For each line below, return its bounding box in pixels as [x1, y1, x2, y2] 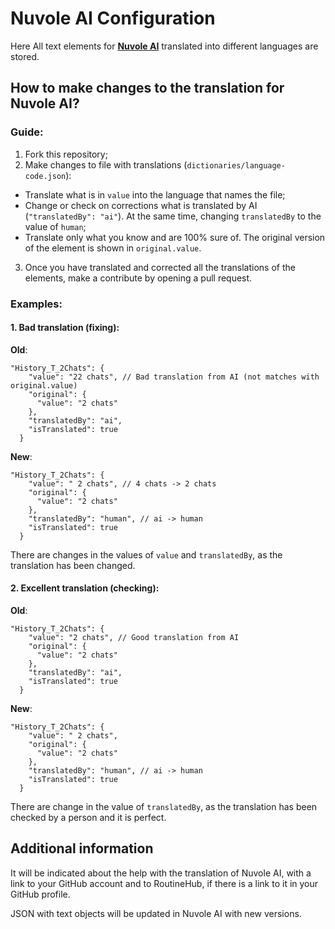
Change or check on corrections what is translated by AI [24, 199, 258, 211]
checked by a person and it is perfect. [10, 811, 167, 823]
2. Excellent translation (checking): [10, 582, 160, 594]
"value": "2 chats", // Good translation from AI [28, 632, 240, 642]
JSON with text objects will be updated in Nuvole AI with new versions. [10, 907, 302, 919]
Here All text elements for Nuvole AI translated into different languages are [10, 40, 319, 52]
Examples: [10, 297, 63, 311]
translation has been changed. [10, 559, 136, 571]
